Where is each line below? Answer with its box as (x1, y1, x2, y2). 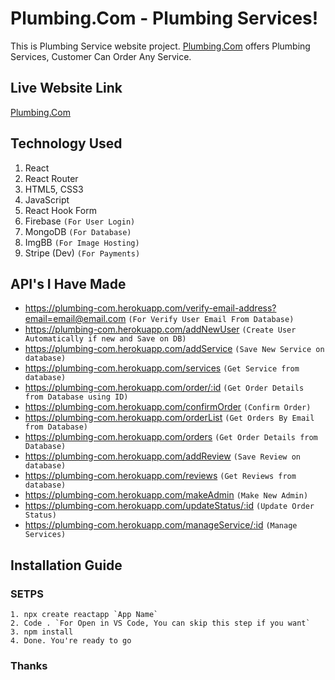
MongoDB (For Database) (24, 225, 132, 237)
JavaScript (24, 193, 70, 206)
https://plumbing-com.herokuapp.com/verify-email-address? (24, 302, 277, 314)
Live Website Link (10, 80, 123, 97)
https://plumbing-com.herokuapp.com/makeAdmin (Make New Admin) (24, 489, 309, 501)
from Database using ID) (24, 392, 129, 402)
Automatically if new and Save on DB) (24, 334, 187, 344)
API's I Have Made (10, 275, 127, 292)
